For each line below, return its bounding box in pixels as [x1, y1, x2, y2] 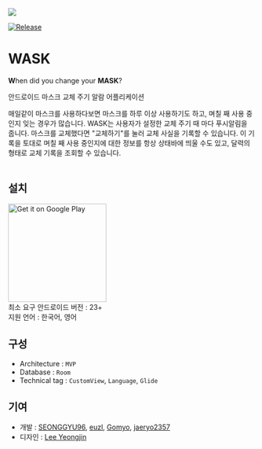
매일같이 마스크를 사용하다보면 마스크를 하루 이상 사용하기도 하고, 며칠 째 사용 [8, 109, 245, 118]
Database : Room [19, 367, 71, 377]
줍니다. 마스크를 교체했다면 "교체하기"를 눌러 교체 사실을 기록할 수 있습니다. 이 [8, 128, 247, 138]
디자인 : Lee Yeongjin [19, 432, 87, 442]
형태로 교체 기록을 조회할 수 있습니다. [8, 148, 122, 157]
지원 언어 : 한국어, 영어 [8, 312, 77, 322]
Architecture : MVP [19, 359, 77, 368]
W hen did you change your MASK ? [8, 75, 123, 85]
